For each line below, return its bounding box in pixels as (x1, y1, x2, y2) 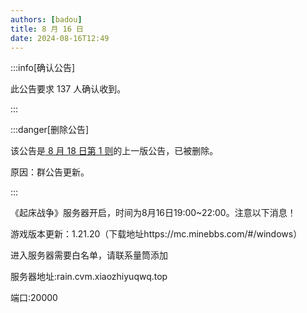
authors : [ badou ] (10, 14, 83, 25)
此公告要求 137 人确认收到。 (10, 83, 127, 95)
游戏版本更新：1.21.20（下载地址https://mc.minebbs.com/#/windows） (10, 228, 303, 240)
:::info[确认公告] (10, 62, 76, 74)
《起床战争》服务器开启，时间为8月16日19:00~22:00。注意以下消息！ (10, 207, 297, 219)
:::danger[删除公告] (10, 124, 90, 136)
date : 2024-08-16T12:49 (10, 33, 110, 43)
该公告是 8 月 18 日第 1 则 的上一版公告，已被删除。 (10, 145, 219, 157)
